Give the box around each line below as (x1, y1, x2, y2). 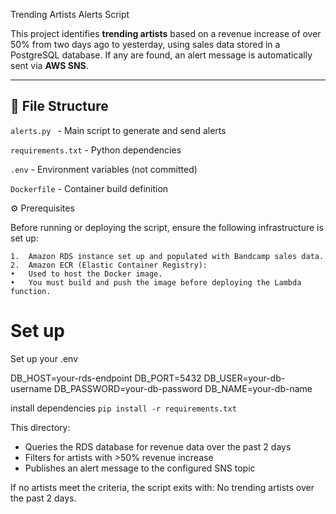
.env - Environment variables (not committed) (10, 163, 198, 175)
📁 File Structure (10, 98, 109, 115)
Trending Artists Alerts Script (10, 9, 130, 20)
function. (10, 286, 52, 296)
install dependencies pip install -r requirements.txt (10, 402, 237, 414)
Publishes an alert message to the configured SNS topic (24, 462, 256, 474)
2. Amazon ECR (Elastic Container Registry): (10, 260, 208, 270)
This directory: (10, 421, 71, 433)
